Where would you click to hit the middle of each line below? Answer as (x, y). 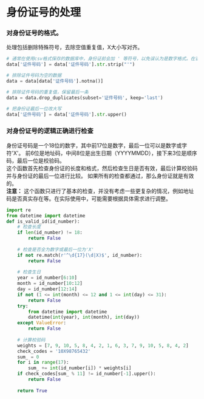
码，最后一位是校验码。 (36, 160)
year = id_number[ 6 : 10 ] (47, 278)
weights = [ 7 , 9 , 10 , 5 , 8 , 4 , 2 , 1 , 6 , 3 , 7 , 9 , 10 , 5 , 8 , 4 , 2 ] (103, 346)
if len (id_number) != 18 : (50, 233)
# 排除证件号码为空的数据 (34, 76)
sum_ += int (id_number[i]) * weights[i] (80, 368)
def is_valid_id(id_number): (43, 221)
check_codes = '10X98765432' (54, 351)
